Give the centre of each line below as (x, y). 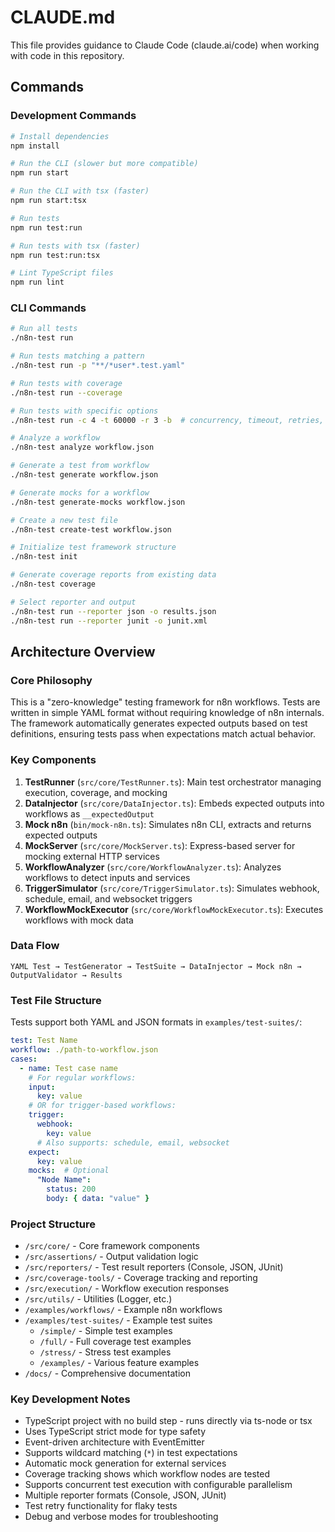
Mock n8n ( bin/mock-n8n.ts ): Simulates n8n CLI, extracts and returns (168, 824)
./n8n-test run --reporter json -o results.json (113, 611)
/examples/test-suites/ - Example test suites (118, 1320)
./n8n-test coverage (53, 584)
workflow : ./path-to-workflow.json (84, 1050)
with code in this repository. (67, 55)
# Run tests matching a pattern (77, 356)
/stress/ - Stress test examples (105, 1352)
